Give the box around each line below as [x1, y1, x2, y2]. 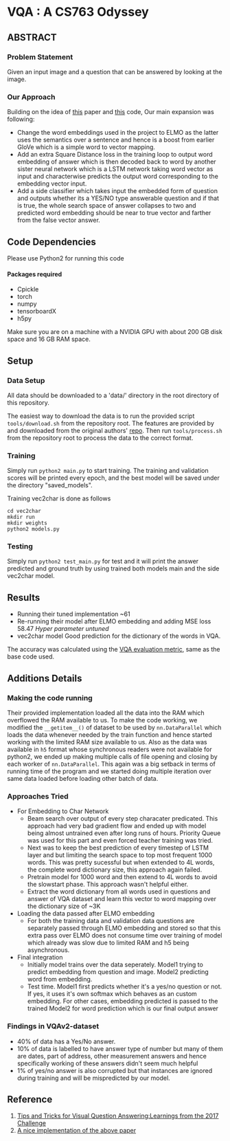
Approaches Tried [7, 791, 69, 801]
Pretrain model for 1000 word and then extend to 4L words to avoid [27, 873, 218, 881]
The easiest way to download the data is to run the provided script [7, 412, 195, 420]
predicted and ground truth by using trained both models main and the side [7, 564, 220, 573]
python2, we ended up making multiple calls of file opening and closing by [7, 752, 218, 760]
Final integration [16, 953, 63, 962]
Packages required [7, 269, 62, 278]
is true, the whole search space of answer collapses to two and [16, 201, 197, 210]
